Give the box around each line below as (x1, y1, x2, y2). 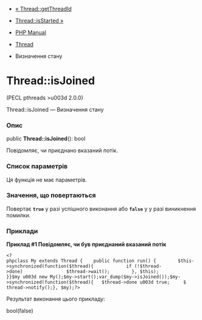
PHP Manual (15, 29, 47, 36)
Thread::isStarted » (15, 17, 64, 24)
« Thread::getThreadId (15, 5, 72, 12)
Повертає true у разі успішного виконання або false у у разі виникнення (6, 205, 197, 213)
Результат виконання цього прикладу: (6, 296, 105, 303)
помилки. (6, 211, 31, 219)
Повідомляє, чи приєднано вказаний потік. (6, 147, 119, 155)
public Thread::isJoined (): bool (6, 135, 86, 142)
